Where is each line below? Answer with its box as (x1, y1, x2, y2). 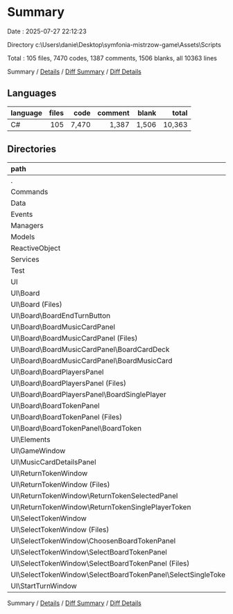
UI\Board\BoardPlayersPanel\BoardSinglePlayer (10, 389, 166, 399)
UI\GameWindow (10, 446, 66, 455)
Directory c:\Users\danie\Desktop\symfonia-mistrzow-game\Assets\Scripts (7, 40, 222, 49)
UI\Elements (10, 435, 51, 444)
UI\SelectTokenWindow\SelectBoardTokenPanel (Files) (10, 559, 190, 568)
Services (10, 254, 40, 264)
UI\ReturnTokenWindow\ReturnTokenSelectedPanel (10, 491, 178, 500)
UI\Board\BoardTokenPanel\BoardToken (10, 423, 142, 433)
